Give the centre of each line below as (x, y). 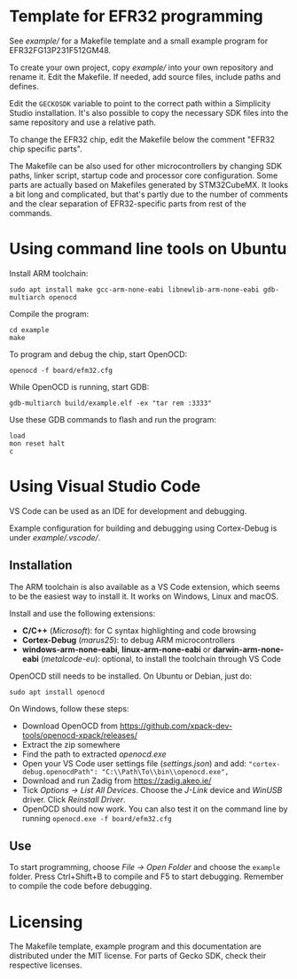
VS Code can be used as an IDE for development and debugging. (128, 510)
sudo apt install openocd (57, 692)
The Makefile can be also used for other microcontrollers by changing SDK (145, 166)
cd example (29, 330)
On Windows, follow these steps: (69, 708)
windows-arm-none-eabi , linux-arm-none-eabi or (116, 649)
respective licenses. (46, 965)
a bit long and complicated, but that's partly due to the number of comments (148, 194)
